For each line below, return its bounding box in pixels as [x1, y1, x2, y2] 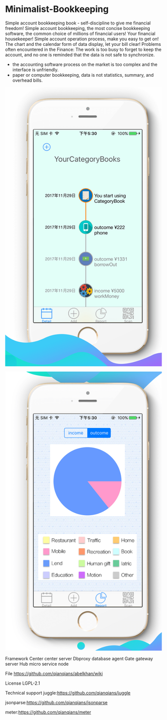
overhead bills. [12, 77, 43, 83]
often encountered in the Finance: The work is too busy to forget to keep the [5, 46, 162, 52]
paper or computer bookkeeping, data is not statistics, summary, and [12, 72, 154, 78]
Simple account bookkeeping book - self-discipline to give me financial [5, 20, 151, 26]
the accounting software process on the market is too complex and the [12, 61, 158, 67]
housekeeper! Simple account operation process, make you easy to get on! [5, 36, 159, 42]
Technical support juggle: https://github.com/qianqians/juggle [5, 690, 131, 696]
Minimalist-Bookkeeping [5, 3, 109, 15]
